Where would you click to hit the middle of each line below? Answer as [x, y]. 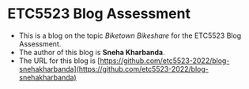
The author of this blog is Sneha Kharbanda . [92, 52]
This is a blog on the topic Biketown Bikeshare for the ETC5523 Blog [130, 35]
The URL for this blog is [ [59, 61]
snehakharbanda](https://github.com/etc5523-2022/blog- [113, 69]
